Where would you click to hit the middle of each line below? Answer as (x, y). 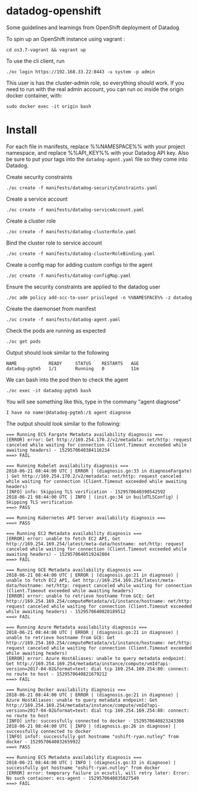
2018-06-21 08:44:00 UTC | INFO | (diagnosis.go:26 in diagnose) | (91, 726)
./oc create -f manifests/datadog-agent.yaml (63, 320)
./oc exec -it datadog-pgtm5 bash (49, 390)
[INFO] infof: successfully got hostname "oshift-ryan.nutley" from (92, 736)
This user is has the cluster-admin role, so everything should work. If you (95, 83)
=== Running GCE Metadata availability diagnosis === (74, 570)
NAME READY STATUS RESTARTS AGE (73, 363)
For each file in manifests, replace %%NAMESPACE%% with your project (96, 146)
